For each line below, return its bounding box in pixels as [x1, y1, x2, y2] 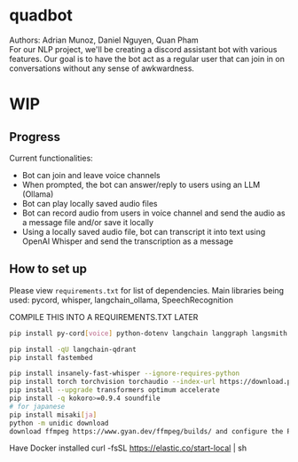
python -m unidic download [9, 419, 109, 427]
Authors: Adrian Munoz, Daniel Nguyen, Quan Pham [9, 35, 199, 45]
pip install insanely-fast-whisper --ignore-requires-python [9, 369, 240, 378]
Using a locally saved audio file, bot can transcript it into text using [21, 226, 266, 237]
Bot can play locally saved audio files [21, 198, 158, 208]
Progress [9, 129, 60, 145]
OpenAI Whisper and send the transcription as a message [21, 236, 233, 247]
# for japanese [9, 402, 66, 411]
